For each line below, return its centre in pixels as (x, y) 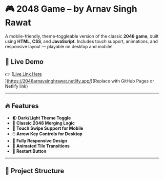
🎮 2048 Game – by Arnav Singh (71, 9)
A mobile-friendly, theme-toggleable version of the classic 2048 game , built (82, 36)
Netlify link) (17, 86)
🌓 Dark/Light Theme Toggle (41, 118)
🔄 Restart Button (29, 151)
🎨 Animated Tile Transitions (41, 146)
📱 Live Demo (24, 62)
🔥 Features (22, 106)
